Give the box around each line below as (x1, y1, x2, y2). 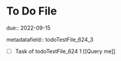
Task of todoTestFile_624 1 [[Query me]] (15, 47, 116, 55)
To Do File (6, 4, 57, 18)
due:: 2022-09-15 (6, 24, 50, 31)
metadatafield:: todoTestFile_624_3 (6, 36, 94, 43)
